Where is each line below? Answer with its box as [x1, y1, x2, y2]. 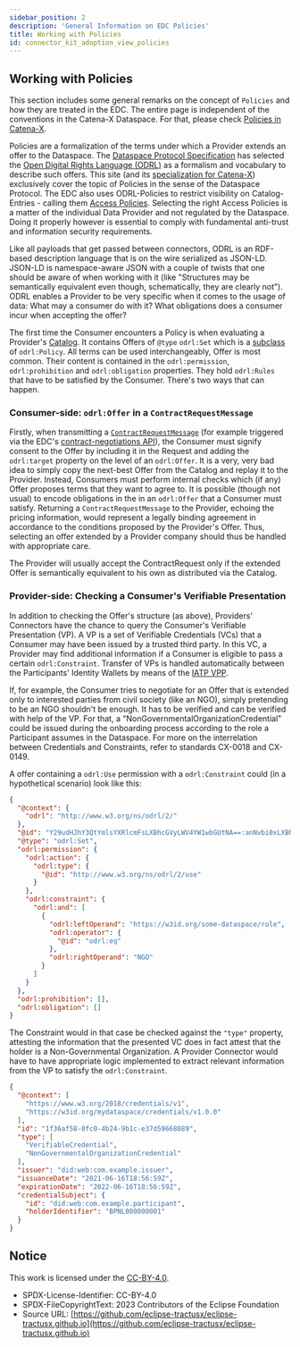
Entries [9, 198, 36, 208]
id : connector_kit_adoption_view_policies [9, 38, 170, 47]
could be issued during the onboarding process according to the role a [9, 722, 270, 733]
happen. [9, 384, 40, 395]
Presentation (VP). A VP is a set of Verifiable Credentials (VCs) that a [9, 629, 262, 640]
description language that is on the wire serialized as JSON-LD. [34, 253, 268, 264]
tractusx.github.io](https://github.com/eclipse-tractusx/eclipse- [21, 1318, 256, 1328]
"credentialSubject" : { [17, 1191, 105, 1200]
